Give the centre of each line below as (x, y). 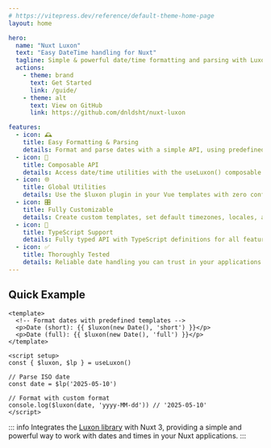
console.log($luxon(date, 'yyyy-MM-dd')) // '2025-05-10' (108, 405)
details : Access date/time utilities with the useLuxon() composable (142, 172)
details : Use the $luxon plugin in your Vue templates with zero (135, 195)
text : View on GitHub (66, 106)
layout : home (30, 23)
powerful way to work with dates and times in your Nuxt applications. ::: (127, 435)
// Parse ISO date (39, 377)
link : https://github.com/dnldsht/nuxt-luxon (107, 113)
